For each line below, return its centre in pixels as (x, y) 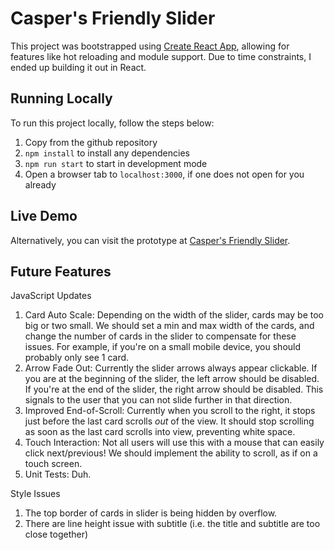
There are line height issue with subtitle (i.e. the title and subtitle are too (172, 524)
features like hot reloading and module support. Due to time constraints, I (161, 56)
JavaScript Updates (51, 296)
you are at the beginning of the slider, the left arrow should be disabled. (172, 379)
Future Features (61, 271)
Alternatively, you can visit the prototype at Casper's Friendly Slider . (150, 240)
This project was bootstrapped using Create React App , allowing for (150, 46)
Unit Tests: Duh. (58, 474)
